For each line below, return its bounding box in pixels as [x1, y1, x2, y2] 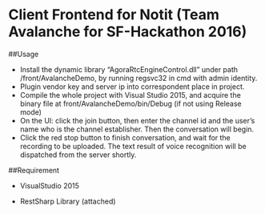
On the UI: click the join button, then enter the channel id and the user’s [19, 115, 255, 125]
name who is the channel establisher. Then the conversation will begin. [19, 124, 255, 134]
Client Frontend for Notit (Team [8, 6, 220, 24]
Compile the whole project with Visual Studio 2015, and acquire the [19, 90, 242, 99]
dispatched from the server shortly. [19, 150, 137, 159]
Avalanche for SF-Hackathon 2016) [8, 22, 247, 41]
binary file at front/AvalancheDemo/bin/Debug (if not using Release [19, 99, 242, 108]
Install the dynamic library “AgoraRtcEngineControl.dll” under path [19, 64, 239, 74]
